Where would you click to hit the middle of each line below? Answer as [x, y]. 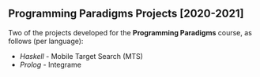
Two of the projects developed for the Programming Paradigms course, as [130, 32]
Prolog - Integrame [50, 64]
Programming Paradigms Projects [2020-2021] [126, 14]
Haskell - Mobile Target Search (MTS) [81, 56]
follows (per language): [46, 41]
